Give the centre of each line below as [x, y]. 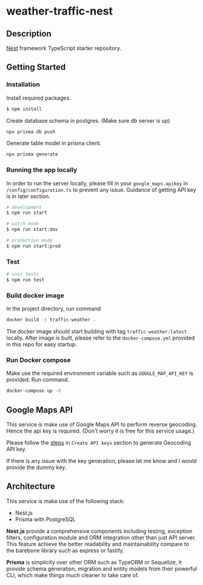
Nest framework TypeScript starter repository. [64, 48]
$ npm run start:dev [32, 230]
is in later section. [28, 196]
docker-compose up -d [34, 391]
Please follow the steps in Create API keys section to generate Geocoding [99, 443]
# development [24, 207]
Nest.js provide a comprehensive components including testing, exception [99, 531]
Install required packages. [39, 98]
